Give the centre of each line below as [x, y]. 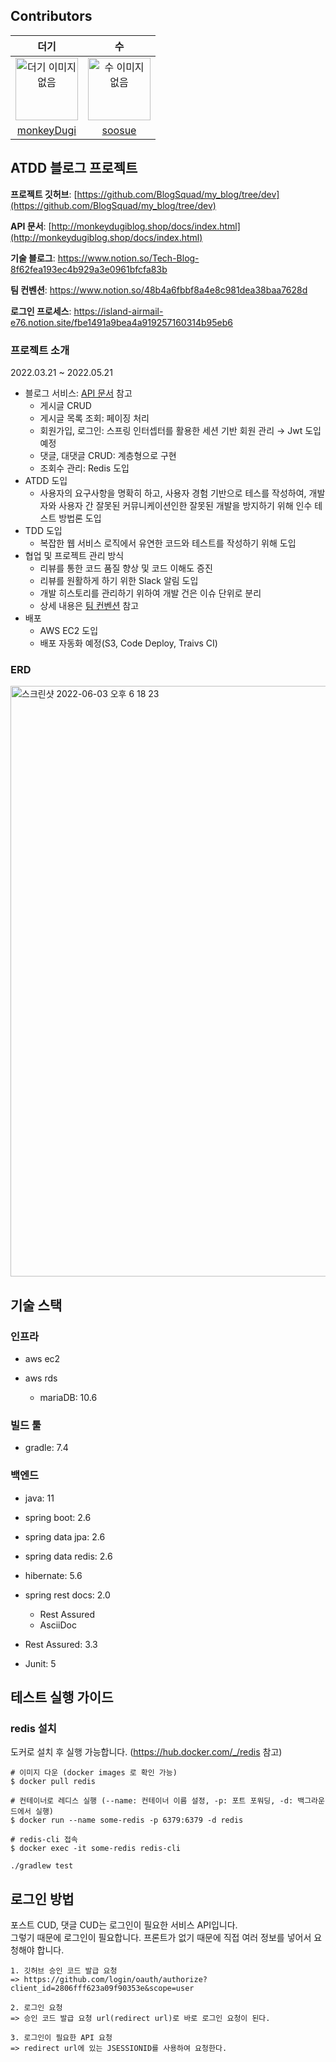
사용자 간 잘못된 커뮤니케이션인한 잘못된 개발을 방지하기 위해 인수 [185, 505]
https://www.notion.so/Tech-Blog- [128, 258]
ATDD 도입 [46, 480]
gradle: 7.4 [46, 1448]
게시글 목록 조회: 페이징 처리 [94, 418]
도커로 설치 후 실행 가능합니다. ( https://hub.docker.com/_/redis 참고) [146, 1752]
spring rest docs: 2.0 [67, 1595]
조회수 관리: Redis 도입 [84, 468]
